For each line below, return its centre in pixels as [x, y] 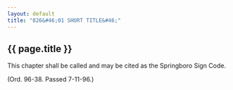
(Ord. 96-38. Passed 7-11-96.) [51, 79]
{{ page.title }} [40, 49]
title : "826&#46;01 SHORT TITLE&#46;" [64, 20]
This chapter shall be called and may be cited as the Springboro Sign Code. [117, 66]
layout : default [31, 14]
